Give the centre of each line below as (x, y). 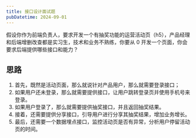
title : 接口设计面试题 (31, 11)
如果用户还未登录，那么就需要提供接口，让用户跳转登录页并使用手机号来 (102, 93)
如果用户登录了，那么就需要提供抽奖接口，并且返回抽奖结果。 (89, 107)
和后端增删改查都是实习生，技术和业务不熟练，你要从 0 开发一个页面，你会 (97, 42)
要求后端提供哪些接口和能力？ (42, 49)
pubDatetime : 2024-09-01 (36, 17)
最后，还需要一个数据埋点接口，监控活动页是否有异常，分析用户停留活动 (102, 122)
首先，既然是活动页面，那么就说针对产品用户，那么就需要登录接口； (97, 85)
